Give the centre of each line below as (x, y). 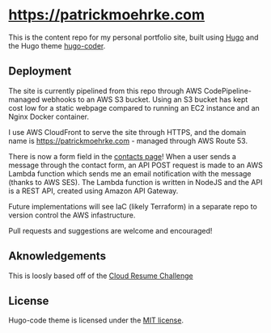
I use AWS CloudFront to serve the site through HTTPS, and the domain (127, 132)
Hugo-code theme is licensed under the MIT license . (96, 320)
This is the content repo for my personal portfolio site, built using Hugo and (133, 37)
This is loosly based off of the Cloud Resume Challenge (101, 276)
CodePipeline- (228, 91)
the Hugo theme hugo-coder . (57, 45)
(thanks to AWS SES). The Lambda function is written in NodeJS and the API (135, 182)
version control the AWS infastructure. (72, 215)
